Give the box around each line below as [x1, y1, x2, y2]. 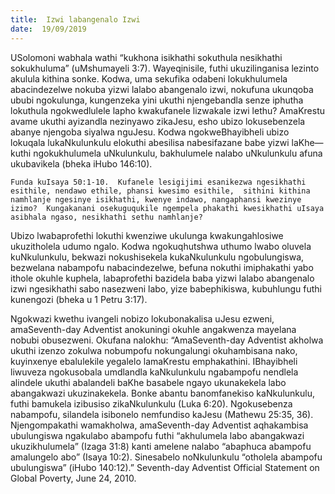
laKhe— [291, 136, 324, 148]
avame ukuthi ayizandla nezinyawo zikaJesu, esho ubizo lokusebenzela [10, 115, 306, 127]
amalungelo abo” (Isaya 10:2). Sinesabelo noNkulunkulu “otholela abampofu [10, 451, 323, 463]
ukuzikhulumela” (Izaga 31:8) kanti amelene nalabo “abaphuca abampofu [10, 440, 312, 452]
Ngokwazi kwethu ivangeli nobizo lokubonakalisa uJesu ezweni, [10, 312, 275, 325]
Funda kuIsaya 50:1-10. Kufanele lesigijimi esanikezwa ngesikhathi [10, 177, 307, 187]
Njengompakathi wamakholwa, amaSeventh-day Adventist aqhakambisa [10, 419, 309, 431]
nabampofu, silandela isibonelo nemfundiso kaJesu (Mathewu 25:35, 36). [10, 408, 314, 420]
